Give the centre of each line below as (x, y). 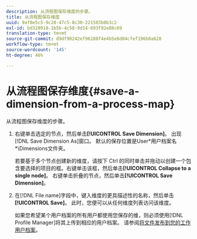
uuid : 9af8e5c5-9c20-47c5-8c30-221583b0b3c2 (61, 22)
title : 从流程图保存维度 (33, 17)
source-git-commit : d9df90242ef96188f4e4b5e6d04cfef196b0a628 (84, 39)
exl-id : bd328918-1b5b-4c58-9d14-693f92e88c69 (64, 28)
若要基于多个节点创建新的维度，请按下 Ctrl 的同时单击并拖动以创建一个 (100, 161)
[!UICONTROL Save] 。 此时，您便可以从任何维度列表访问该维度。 (94, 203)
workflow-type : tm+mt (33, 45)
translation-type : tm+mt (36, 33)
